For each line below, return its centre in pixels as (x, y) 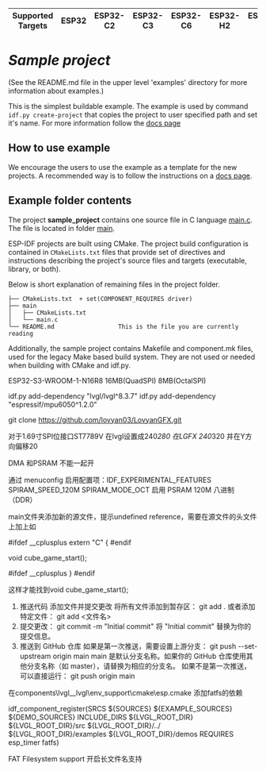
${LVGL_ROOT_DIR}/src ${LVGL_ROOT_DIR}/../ (84, 725)
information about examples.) (56, 91)
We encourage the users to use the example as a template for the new (123, 167)
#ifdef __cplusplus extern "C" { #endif (70, 542)
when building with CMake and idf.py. (69, 365)
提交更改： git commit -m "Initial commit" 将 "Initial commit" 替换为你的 (135, 626)
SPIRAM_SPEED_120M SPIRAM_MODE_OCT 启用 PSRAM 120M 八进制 (122, 490)
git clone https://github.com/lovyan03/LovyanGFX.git (95, 419)
